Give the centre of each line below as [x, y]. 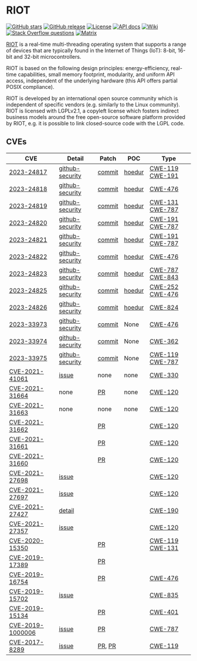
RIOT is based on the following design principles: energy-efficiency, [88, 68]
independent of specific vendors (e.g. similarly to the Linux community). [93, 104]
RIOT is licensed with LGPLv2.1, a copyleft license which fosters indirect [92, 111]
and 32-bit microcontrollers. [47, 57]
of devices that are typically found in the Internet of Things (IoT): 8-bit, [91, 50]
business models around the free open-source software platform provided [96, 117]
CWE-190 [164, 510]
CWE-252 [164, 287]
